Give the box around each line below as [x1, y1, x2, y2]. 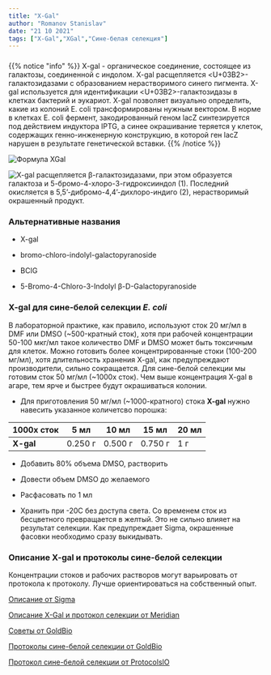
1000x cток [12, 424, 59, 435]
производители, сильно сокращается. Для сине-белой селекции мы [8, 363, 246, 373]
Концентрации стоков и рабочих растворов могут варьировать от [8, 570, 238, 580]
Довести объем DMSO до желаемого [19, 474, 150, 484]
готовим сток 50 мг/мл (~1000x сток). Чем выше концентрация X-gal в [8, 372, 253, 382]
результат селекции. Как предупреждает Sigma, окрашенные [19, 523, 234, 532]
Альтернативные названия [8, 216, 121, 228]
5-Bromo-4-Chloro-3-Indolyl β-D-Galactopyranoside [19, 281, 197, 292]
